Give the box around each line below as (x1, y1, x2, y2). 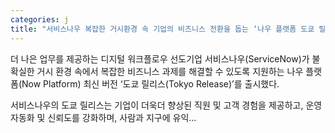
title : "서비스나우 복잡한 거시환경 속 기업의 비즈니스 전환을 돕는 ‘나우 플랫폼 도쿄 (10, 24, 315, 34)
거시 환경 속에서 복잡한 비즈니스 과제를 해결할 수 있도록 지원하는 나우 (36, 65, 304, 77)
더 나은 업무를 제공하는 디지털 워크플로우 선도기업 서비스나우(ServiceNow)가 (10, 52, 310, 65)
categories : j (10, 14, 70, 25)
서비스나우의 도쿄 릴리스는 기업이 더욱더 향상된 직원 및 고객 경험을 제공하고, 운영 (10, 99, 323, 111)
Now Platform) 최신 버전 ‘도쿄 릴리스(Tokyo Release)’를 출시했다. (21, 77, 280, 90)
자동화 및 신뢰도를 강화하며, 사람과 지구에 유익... (10, 111, 197, 123)
